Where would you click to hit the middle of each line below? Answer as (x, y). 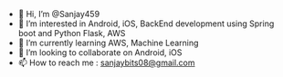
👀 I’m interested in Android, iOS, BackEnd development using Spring (146, 24)
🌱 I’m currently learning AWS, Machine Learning (108, 43)
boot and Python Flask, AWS (72, 33)
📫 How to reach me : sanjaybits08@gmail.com (106, 63)
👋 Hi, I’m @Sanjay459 (59, 14)
